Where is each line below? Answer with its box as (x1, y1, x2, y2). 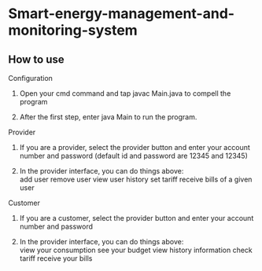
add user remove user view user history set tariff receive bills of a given (19, 174, 253, 184)
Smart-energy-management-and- (8, 5, 234, 23)
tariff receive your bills (19, 254, 93, 263)
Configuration (8, 74, 54, 82)
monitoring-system (8, 21, 138, 39)
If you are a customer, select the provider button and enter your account (19, 214, 254, 222)
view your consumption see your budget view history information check (19, 245, 253, 255)
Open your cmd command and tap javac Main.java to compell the (19, 89, 231, 98)
